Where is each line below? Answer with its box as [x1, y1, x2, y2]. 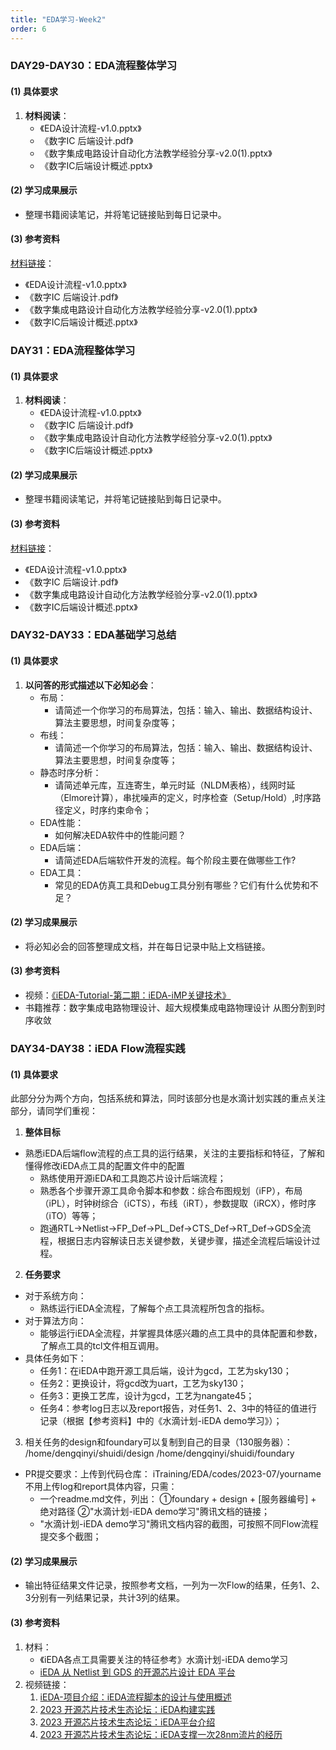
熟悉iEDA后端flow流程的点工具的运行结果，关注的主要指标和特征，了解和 [24, 1147, 326, 1160]
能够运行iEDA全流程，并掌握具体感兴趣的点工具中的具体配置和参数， [39, 1327, 323, 1340]
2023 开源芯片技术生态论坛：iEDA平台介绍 [39, 1716, 216, 1728]
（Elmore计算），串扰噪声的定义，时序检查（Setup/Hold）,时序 [54, 791, 313, 803]
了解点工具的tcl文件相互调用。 [39, 1340, 165, 1352]
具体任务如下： [24, 1352, 87, 1365]
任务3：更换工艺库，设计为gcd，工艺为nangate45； [39, 1390, 255, 1402]
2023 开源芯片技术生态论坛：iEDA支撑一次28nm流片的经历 [39, 1728, 283, 1740]
